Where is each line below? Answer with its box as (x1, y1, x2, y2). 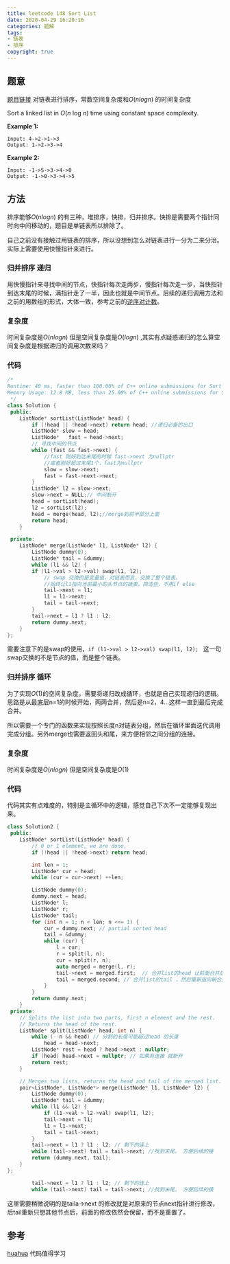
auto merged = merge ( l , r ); (55, 963, 136, 970)
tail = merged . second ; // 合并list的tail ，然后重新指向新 (55, 976, 217, 983)
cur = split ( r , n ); (55, 956, 112, 964)
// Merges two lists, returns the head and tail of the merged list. (19, 1078, 222, 1085)
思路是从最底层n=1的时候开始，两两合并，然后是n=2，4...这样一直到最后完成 (7, 698, 223, 706)
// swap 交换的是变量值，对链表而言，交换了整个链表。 (43, 574, 181, 581)
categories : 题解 (7, 23, 55, 30)
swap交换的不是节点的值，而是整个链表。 (7, 653, 125, 662)
